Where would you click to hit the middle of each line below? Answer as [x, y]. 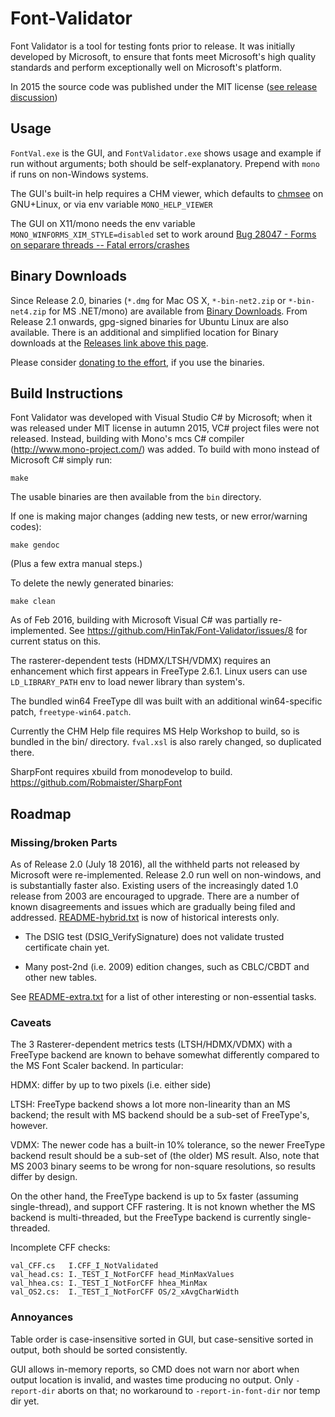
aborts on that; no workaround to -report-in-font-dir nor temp [189, 1390]
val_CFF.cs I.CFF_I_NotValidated [84, 1266]
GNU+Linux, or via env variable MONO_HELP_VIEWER [111, 204]
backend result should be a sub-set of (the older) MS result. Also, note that [165, 1156]
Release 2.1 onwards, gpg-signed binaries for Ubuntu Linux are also [150, 321]
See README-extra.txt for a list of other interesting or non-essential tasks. [163, 997]
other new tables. [61, 978]
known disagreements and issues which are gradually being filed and [153, 907]
